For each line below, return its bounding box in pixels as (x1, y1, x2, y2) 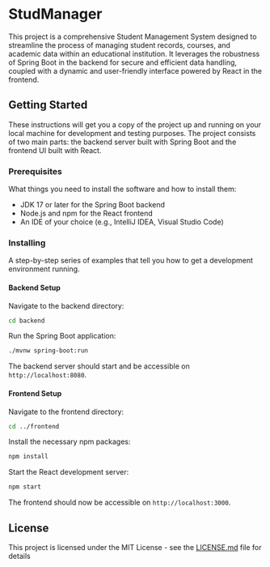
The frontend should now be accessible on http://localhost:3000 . (8, 497, 231, 507)
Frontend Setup (8, 388, 62, 398)
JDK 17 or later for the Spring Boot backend (19, 200, 166, 210)
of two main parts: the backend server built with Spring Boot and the (8, 137, 237, 147)
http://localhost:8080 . (8, 370, 87, 380)
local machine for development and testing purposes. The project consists (8, 128, 256, 138)
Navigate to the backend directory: (8, 301, 124, 310)
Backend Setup (8, 283, 61, 292)
